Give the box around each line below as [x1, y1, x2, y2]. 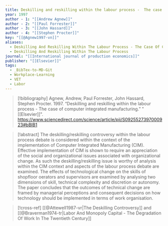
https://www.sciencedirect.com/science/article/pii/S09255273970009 [17, 116, 162, 122]
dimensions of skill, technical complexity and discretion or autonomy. [17, 179, 160, 185]
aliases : [5, 40, 23, 45]
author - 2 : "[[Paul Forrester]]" [5, 21, 77, 26]
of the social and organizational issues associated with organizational [17, 153, 161, 159]
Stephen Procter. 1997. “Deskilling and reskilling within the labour [17, 100, 151, 106]
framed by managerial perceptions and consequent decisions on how [17, 190, 161, 196]
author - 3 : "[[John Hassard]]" [5, 26, 72, 31]
